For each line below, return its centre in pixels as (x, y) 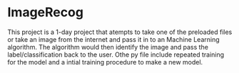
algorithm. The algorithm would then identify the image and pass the (108, 47)
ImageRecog (46, 12)
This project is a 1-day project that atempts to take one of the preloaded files (120, 32)
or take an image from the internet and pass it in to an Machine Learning (113, 39)
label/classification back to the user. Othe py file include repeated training (116, 55)
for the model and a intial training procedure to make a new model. (105, 62)
